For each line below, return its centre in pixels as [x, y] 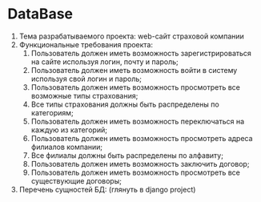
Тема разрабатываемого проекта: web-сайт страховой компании [132, 36]
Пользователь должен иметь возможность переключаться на [138, 121]
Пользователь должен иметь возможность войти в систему [134, 70]
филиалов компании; [67, 147]
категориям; [52, 112]
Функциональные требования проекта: [86, 44]
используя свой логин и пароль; [86, 79]
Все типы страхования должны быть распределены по [125, 104]
